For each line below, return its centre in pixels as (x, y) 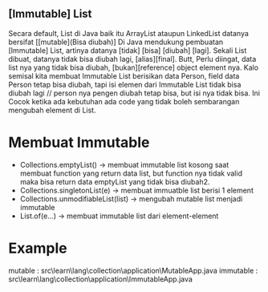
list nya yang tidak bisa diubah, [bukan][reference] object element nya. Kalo (134, 67)
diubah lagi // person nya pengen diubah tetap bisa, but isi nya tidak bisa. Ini (134, 93)
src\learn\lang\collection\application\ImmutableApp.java (100, 279)
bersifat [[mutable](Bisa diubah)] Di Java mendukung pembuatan (116, 42)
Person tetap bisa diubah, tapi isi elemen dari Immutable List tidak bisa (125, 84)
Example (38, 248)
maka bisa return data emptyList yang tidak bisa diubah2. (115, 181)
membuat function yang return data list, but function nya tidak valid (131, 173)
